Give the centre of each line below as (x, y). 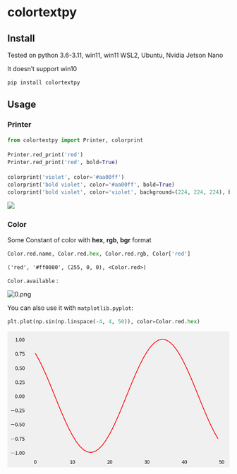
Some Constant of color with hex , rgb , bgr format (79, 239)
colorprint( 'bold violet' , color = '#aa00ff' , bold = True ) (91, 185)
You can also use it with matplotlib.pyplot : (71, 308)
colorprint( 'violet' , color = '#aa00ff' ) (66, 177)
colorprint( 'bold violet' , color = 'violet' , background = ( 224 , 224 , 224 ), (116, 192)
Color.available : (33, 280)
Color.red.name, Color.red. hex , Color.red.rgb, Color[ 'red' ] (99, 254)
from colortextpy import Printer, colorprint (75, 140)
